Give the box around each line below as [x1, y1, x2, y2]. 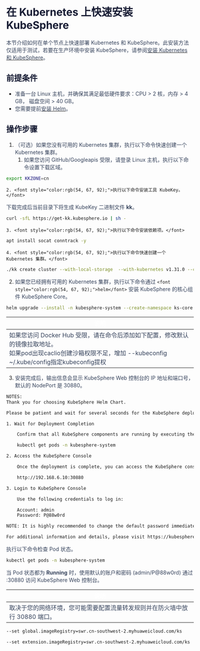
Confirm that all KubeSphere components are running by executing [17, 431, 185, 437]
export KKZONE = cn [6, 175, 49, 181]
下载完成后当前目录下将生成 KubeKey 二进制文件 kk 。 [6, 203, 138, 211]
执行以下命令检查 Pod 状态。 [6, 545, 76, 553]
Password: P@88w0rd [17, 513, 65, 519]
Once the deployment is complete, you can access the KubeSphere [17, 464, 183, 470]
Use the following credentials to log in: [17, 496, 124, 502]
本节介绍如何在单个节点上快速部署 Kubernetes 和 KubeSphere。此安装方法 [6, 39, 189, 46]
